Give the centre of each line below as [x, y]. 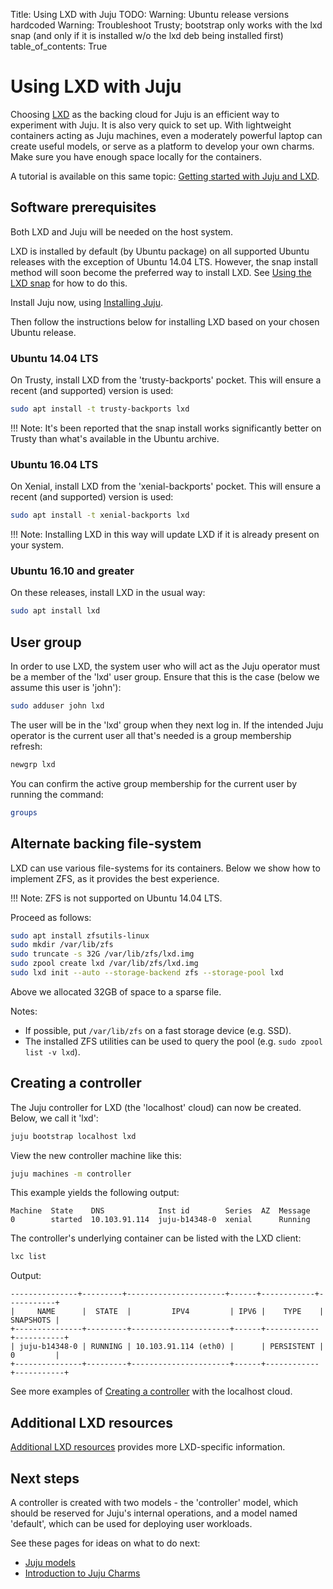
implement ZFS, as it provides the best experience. [115, 878]
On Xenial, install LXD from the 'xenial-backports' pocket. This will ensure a [166, 486]
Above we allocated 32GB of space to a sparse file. [116, 991]
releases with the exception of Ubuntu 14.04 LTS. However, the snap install [164, 261]
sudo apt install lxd [55, 611]
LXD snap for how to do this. [69, 283]
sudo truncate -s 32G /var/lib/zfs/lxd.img [102, 954]
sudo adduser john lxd [57, 706]
